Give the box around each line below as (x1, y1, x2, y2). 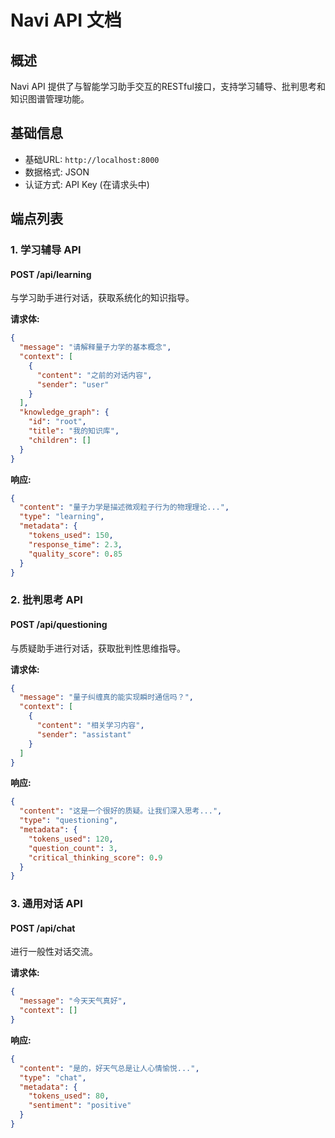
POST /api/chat (10, 922, 76, 934)
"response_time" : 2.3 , (28, 539, 123, 550)
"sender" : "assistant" (36, 729, 132, 740)
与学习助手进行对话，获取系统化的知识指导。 (10, 292, 195, 304)
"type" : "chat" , (19, 1072, 87, 1083)
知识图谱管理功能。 (10, 93, 90, 105)
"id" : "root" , (28, 417, 87, 427)
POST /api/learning (10, 268, 92, 280)
